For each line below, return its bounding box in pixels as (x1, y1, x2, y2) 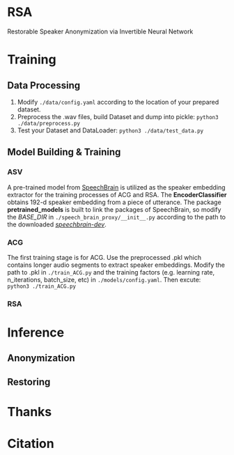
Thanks (7, 404, 52, 419)
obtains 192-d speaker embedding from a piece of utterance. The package (7, 198, 221, 206)
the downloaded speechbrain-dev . (7, 220, 107, 229)
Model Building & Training (7, 146, 121, 158)
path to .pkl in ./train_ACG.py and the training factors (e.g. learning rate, (7, 268, 214, 276)
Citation (7, 436, 54, 452)
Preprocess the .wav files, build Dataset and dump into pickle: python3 (17, 112, 219, 121)
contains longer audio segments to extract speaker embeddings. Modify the (7, 261, 225, 269)
